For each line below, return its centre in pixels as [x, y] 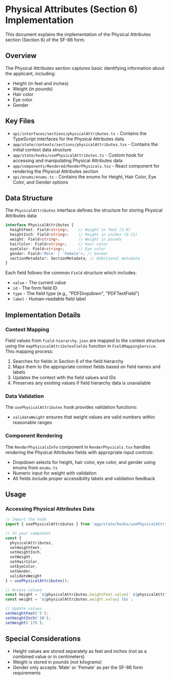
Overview [21, 56]
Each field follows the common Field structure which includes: [71, 273]
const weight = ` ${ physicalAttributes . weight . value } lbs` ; [69, 599]
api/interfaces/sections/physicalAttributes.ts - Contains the [79, 133]
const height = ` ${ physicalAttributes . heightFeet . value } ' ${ [72, 595]
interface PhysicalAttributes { [39, 225]
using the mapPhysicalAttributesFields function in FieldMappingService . [81, 346]
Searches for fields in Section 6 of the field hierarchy [68, 361]
